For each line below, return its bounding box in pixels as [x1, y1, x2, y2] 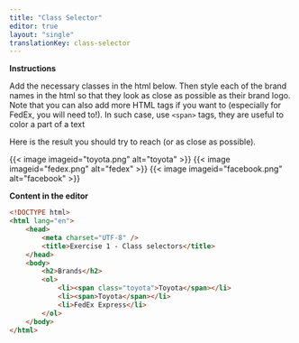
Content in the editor [9, 190, 88, 201]
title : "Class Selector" [9, 13, 103, 23]
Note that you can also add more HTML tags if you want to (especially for [9, 100, 282, 111]
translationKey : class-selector [9, 38, 131, 48]
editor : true [9, 22, 59, 31]
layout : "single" [9, 30, 75, 39]
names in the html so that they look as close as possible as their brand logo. [9, 90, 291, 101]
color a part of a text [9, 119, 86, 130]
